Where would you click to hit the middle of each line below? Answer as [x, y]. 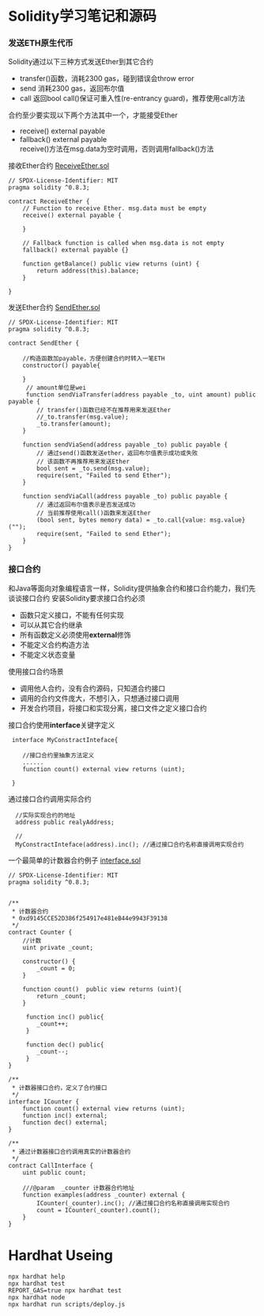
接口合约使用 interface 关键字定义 [62, 725]
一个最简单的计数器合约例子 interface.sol [74, 860]
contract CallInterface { [51, 1165]
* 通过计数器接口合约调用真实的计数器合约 [71, 1151]
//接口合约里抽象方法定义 [58, 755]
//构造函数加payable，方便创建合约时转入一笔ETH [94, 359]
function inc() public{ [65, 1017]
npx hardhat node [37, 1297]
